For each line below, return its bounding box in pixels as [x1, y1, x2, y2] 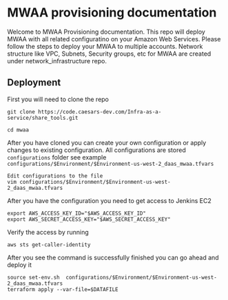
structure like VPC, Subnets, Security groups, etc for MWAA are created [7, 50, 211, 58]
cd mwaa [7, 126, 30, 133]
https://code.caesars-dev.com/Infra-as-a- [37, 108, 162, 115]
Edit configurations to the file [7, 172, 103, 180]
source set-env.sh [7, 274, 60, 281]
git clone [7, 108, 36, 115]
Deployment [7, 77, 61, 89]
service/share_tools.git [7, 114, 79, 121]
